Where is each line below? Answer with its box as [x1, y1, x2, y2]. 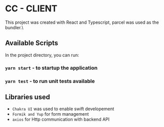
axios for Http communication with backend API [12, 117, 110, 123]
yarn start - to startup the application [5, 64, 98, 71]
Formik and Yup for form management [12, 111, 89, 117]
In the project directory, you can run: [5, 52, 79, 58]
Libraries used [5, 92, 50, 101]
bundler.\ [5, 24, 24, 30]
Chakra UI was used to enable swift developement [12, 106, 114, 112]
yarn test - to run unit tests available [5, 78, 95, 85]
